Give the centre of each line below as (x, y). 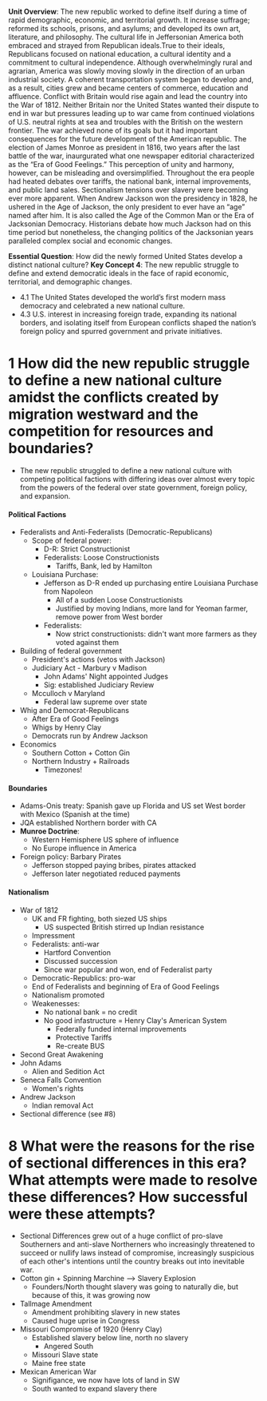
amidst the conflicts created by (114, 398)
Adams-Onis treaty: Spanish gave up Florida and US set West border (133, 806)
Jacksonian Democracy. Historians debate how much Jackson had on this (130, 224)
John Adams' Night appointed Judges (106, 677)
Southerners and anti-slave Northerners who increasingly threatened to (137, 1244)
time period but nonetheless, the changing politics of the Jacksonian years (131, 232)
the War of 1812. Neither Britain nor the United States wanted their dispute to (133, 105)
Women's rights (57, 1088)
